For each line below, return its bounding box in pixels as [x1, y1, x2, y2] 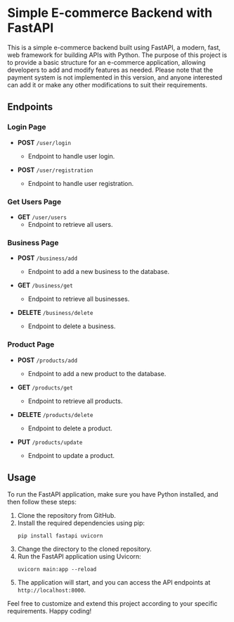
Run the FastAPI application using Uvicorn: [17, 552, 142, 561]
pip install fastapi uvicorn [17, 533, 103, 540]
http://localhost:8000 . [17, 586, 86, 595]
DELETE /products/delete [17, 410, 93, 418]
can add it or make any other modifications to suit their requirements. [7, 80, 207, 89]
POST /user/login [17, 138, 72, 147]
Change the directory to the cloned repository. [17, 545, 152, 554]
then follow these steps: [7, 498, 77, 506]
